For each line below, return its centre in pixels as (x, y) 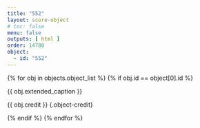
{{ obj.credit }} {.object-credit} (50, 105)
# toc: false (26, 26)
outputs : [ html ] (33, 39)
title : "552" (26, 13)
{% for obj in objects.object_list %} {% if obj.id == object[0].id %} (100, 78)
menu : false (24, 33)
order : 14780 (26, 45)
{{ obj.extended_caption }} (45, 91)
